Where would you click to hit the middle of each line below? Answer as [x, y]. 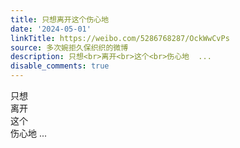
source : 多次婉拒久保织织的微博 [69, 47]
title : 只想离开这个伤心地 [60, 19]
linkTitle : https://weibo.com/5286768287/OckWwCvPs [120, 38]
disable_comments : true [60, 66]
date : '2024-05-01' [51, 29]
